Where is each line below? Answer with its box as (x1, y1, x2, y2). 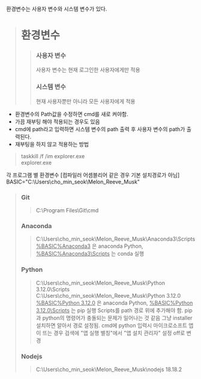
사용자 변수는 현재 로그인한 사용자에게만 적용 (35, 66, 140, 73)
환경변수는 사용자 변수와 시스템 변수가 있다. (6, 5, 107, 12)
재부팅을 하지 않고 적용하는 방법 (14, 140, 89, 147)
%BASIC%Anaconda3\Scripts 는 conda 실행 (35, 250, 145, 257)
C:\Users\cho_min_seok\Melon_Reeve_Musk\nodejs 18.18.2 (35, 366, 182, 373)
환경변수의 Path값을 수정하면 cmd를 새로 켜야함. (14, 110, 128, 117)
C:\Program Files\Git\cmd (35, 207, 99, 214)
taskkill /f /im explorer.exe (20, 152, 85, 159)
